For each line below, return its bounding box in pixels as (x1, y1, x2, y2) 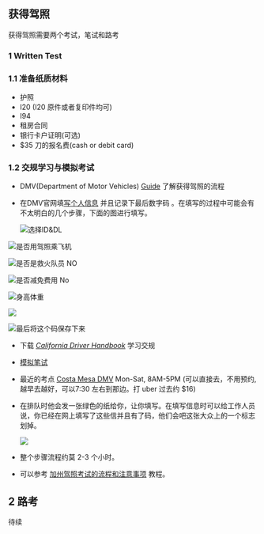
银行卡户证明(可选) (19, 131, 81, 140)
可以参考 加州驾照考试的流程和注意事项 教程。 (19, 469, 170, 479)
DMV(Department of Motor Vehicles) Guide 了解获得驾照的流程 (19, 181, 225, 191)
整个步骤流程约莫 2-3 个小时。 (19, 453, 119, 462)
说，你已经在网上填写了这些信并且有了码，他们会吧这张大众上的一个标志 (19, 411, 255, 421)
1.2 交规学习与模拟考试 (8, 161, 95, 172)
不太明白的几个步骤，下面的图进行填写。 (19, 208, 152, 218)
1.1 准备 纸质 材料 (8, 73, 69, 84)
